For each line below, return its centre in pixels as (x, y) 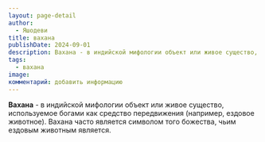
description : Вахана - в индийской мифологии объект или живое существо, (133, 52)
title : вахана (32, 38)
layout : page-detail (43, 15)
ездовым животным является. (60, 130)
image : (19, 75)
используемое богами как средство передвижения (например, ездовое (131, 113)
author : (21, 23)
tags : (17, 60)
